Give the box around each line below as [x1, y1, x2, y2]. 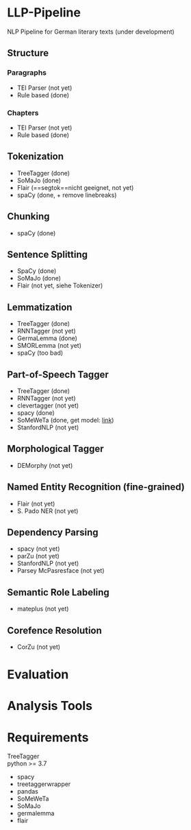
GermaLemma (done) [16, 334, 77, 342]
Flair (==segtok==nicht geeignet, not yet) [16, 183, 134, 191]
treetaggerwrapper [16, 780, 71, 788]
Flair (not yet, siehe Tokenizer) [16, 281, 103, 289]
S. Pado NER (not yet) [16, 506, 79, 515]
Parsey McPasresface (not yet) [16, 567, 105, 575]
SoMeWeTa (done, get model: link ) [16, 416, 114, 424]
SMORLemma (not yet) [16, 342, 82, 350]
